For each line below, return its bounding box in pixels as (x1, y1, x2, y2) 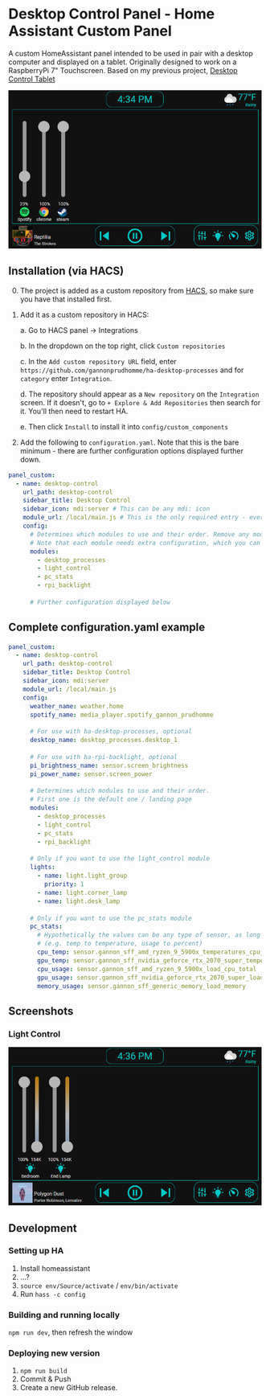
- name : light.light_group (37, 872, 128, 880)
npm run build (19, 1368, 67, 1376)
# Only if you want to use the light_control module (29, 855, 211, 863)
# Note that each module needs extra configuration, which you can (29, 539, 261, 547)
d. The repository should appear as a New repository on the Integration (19, 389, 260, 399)
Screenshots (8, 1004, 74, 1018)
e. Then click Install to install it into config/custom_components (19, 421, 229, 431)
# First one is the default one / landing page (29, 795, 193, 804)
